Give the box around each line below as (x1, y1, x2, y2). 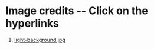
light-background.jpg (14, 36, 65, 43)
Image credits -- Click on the (5, 4, 148, 18)
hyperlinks (5, 17, 60, 30)
